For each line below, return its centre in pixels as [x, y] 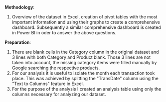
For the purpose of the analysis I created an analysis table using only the [86, 89]
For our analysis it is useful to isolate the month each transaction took [83, 73]
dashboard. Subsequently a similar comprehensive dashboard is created [86, 27]
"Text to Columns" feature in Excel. [48, 84]
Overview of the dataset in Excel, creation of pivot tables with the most [84, 17]
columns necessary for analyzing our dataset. [59, 94]
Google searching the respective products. [56, 68]
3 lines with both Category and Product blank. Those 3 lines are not [81, 57]
